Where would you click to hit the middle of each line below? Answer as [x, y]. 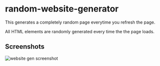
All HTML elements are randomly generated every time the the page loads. [80, 31]
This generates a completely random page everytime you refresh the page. [80, 22]
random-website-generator [62, 9]
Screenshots [25, 47]
